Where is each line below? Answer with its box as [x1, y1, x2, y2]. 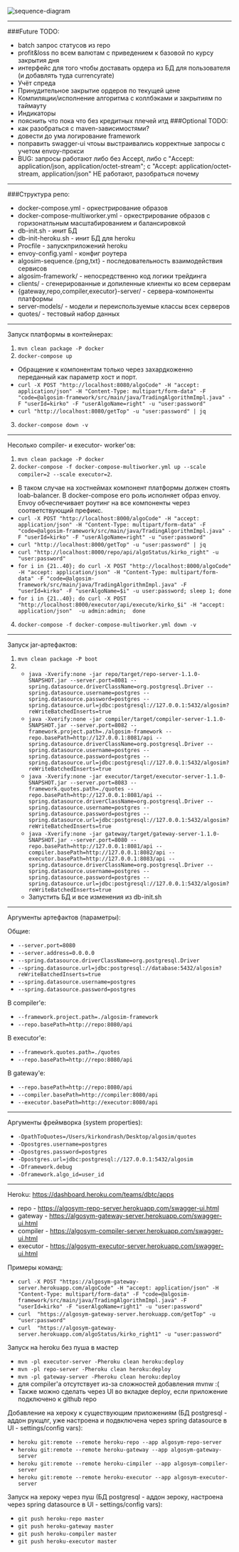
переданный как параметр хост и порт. [17, 373, 137, 381]
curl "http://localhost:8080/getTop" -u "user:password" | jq [17, 408, 206, 415]
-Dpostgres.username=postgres [17, 1141, 108, 1148]
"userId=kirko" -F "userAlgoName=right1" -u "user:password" [17, 1303, 203, 1310]
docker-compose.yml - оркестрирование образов [17, 204, 169, 212]
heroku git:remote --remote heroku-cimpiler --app [17, 1460, 171, 1467]
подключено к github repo [17, 1395, 97, 1403]
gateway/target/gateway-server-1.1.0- [105, 830, 221, 838]
